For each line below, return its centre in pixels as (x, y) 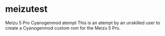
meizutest (26, 9)
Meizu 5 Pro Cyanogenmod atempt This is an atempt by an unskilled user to (83, 23)
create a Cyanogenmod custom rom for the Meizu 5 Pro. (63, 28)
